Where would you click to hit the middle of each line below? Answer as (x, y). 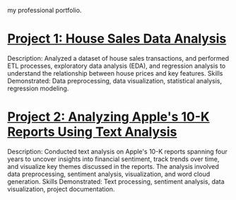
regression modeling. (38, 88)
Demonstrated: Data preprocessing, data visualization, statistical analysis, (115, 81)
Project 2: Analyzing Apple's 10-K (108, 117)
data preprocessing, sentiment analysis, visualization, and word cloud (109, 174)
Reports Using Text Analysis (92, 132)
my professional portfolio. (45, 10)
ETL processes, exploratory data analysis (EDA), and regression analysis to (117, 66)
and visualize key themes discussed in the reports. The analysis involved (113, 166)
